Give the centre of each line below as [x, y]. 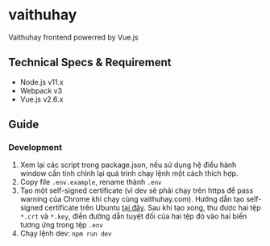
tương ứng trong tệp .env [61, 225]
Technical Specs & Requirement [90, 63]
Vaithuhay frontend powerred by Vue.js [73, 37]
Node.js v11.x [42, 81]
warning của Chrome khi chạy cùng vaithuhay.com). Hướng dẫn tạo [132, 199]
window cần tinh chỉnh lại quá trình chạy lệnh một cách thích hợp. [129, 173]
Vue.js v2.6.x [42, 99]
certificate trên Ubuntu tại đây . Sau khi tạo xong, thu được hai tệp [153, 208]
